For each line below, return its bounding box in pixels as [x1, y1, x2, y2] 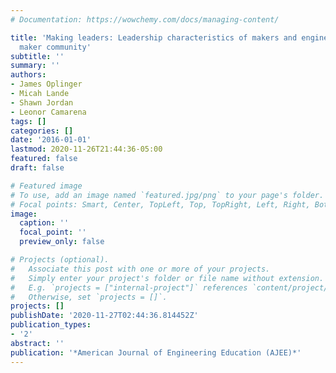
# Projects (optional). [10, 255, 110, 265]
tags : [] [10, 116, 47, 126]
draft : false [10, 163, 65, 173]
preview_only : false [19, 237, 105, 247]
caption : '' [19, 218, 70, 228]
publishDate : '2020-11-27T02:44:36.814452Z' [10, 311, 199, 321]
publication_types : [10, 320, 92, 330]
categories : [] [10, 126, 74, 136]
